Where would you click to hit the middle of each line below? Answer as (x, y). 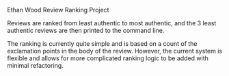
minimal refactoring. (35, 65)
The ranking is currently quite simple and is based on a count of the (102, 43)
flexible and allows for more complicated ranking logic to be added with (108, 58)
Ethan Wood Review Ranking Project (58, 10)
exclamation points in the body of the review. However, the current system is (115, 51)
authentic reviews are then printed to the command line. (86, 30)
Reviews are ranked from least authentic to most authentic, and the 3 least (112, 23)
